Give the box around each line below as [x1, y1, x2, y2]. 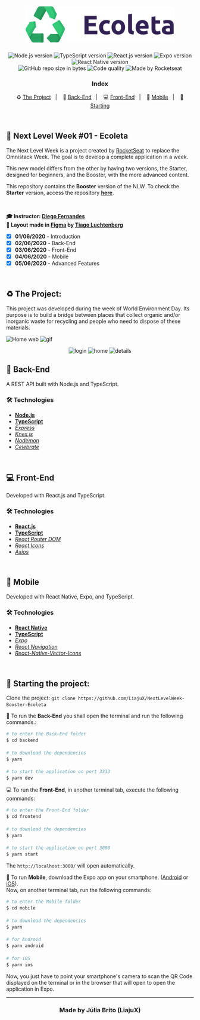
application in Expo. [6, 985, 55, 992]
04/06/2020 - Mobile [14, 253, 69, 260]
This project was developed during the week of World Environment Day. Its [6, 305, 190, 312]
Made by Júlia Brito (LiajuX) [59, 1006, 141, 1014]
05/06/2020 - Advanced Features [14, 260, 100, 267]
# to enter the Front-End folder [6, 807, 89, 813]
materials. [6, 323, 31, 331]
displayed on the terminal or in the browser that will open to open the [6, 979, 176, 986]
